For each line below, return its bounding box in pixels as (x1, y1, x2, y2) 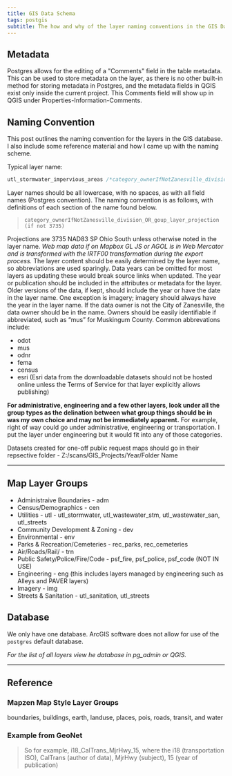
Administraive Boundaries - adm (17, 495, 109, 504)
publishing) (17, 388, 50, 396)
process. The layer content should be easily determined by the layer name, (7, 256, 220, 265)
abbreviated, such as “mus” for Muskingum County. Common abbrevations (7, 315, 221, 323)
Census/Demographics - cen (17, 503, 100, 511)
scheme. (7, 149, 32, 158)
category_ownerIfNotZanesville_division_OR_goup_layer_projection (23, 216, 220, 223)
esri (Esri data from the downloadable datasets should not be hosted (17, 372, 213, 381)
